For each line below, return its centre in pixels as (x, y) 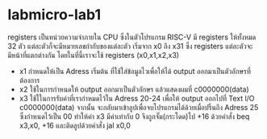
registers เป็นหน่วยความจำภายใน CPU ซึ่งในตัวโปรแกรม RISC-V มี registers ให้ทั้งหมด (132, 37)
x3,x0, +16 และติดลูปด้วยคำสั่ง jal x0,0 (75, 125)
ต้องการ (29, 80)
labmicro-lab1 (54, 15)
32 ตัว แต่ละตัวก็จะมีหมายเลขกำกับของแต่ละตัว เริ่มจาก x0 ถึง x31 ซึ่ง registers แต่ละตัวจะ (130, 46)
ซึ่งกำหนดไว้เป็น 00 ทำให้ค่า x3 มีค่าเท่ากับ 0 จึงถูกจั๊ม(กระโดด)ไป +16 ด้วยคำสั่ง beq (134, 116)
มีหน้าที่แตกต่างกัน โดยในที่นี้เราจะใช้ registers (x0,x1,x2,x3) (93, 55)
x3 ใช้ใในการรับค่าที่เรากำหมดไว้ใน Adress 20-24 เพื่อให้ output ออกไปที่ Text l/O (137, 98)
